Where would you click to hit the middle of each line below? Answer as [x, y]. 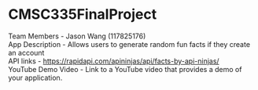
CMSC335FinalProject [83, 14]
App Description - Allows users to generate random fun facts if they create [129, 44]
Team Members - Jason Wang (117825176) [77, 36]
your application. [35, 77]
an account [26, 52]
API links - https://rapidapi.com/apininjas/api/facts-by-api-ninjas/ [114, 61]
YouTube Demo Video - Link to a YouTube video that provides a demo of [125, 69]
